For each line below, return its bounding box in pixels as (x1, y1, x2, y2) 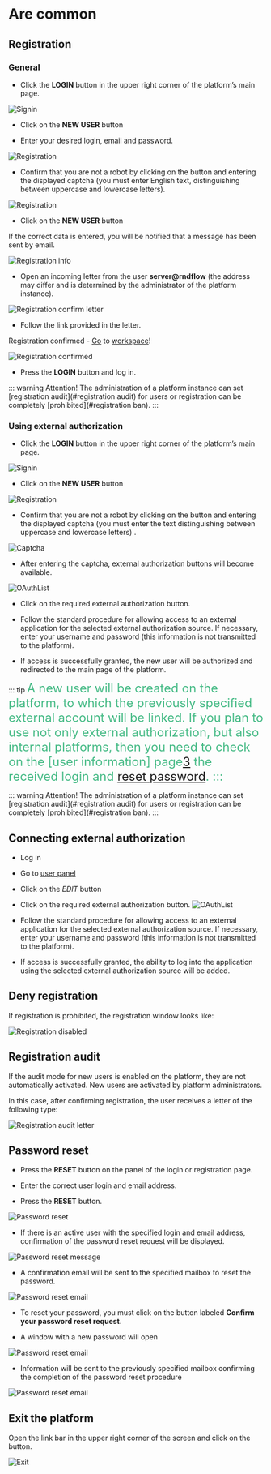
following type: (8, 1104, 58, 1114)
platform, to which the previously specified (8, 695, 252, 711)
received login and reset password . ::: (8, 769, 224, 785)
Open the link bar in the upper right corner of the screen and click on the (8, 1433, 251, 1443)
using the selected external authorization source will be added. (19, 966, 231, 975)
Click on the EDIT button (19, 884, 102, 893)
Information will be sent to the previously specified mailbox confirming (19, 1364, 255, 1373)
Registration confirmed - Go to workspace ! (8, 336, 151, 345)
